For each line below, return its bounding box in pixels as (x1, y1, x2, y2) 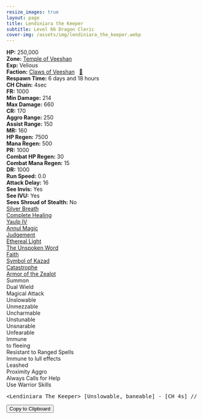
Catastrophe (6, 264, 38, 271)
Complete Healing (6, 212, 52, 219)
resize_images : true (6, 9, 59, 15)
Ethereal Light (6, 237, 42, 245)
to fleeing (6, 342, 31, 350)
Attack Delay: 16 (6, 179, 49, 186)
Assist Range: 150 (6, 120, 53, 128)
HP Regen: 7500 (6, 133, 48, 141)
